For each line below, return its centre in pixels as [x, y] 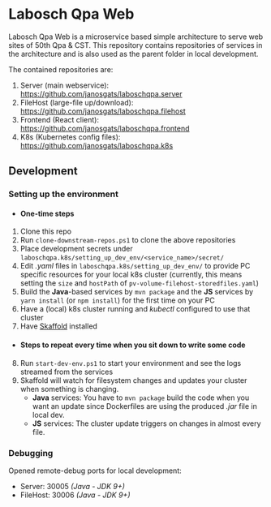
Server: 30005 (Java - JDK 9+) [73, 486]
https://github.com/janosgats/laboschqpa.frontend [105, 128]
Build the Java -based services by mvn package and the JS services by [137, 292]
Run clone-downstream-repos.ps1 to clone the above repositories [128, 240]
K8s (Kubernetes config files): [70, 137]
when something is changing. [69, 389]
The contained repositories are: [61, 69]
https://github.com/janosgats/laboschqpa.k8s [97, 145]
